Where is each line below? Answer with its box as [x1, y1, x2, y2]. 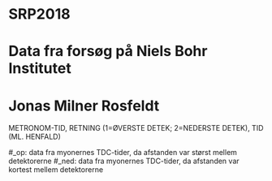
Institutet [8, 59, 71, 78]
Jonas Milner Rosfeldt [8, 97, 160, 114]
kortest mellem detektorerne [8, 165, 104, 175]
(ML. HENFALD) [8, 131, 61, 142]
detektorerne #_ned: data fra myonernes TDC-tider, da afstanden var [8, 156, 240, 166]
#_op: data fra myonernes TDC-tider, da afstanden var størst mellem [8, 148, 238, 157]
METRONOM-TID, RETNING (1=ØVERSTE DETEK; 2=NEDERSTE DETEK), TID [8, 123, 264, 133]
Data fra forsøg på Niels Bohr [8, 42, 208, 61]
